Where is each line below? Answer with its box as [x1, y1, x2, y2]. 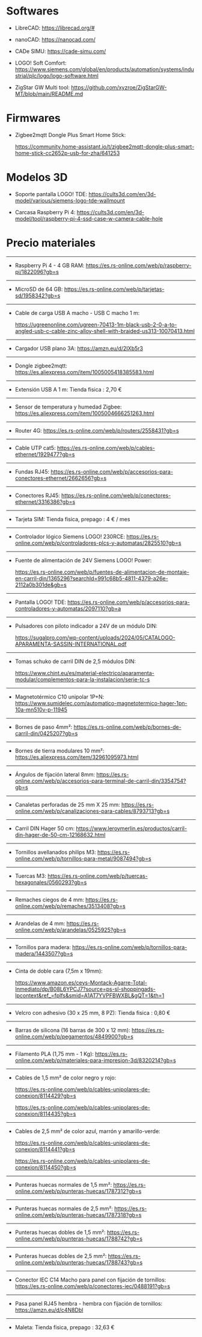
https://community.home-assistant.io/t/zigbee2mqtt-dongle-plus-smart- [14, 143, 195, 150]
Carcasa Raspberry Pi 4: [14, 208, 76, 215]
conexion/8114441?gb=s [14, 1145, 75, 1153]
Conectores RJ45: [14, 492, 60, 499]
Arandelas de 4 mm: [14, 919, 66, 927]
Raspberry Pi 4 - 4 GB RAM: [14, 261, 85, 269]
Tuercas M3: [14, 872, 46, 879]
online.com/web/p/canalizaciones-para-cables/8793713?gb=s [14, 807, 170, 815]
